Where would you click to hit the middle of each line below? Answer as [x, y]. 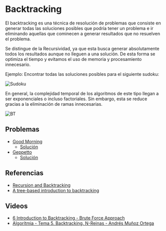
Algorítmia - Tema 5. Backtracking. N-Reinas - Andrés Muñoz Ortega [83, 224]
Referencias [24, 173]
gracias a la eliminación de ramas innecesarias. [54, 104]
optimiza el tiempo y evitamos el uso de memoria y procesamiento [73, 59]
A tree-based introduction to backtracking [56, 190]
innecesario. [18, 64]
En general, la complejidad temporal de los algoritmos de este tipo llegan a [82, 93]
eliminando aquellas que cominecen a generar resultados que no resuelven [83, 33]
